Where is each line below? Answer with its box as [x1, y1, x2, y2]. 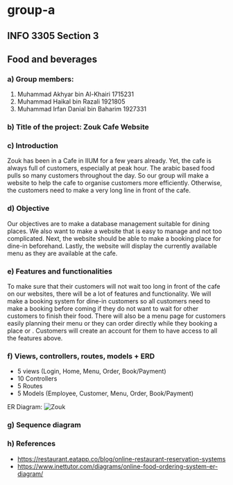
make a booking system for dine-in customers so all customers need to [7, 297, 211, 305]
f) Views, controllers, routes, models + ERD [7, 351, 155, 360]
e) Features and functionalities [7, 267, 113, 276]
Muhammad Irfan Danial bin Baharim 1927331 [17, 105, 147, 113]
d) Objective [7, 204, 50, 214]
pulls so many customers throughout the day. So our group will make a [7, 171, 209, 180]
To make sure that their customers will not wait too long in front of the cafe [7, 283, 221, 291]
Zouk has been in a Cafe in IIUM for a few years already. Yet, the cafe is [7, 157, 212, 165]
